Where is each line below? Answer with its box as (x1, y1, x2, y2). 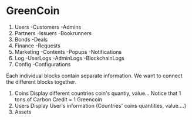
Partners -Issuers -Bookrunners (14, 29, 92, 36)
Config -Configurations (14, 60, 71, 68)
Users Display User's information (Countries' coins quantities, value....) (14, 102, 187, 109)
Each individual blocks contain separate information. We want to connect (6, 72, 183, 79)
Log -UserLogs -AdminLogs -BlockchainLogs (14, 54, 124, 61)
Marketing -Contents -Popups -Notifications (14, 48, 122, 55)
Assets (14, 108, 32, 115)
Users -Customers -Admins (14, 23, 82, 30)
